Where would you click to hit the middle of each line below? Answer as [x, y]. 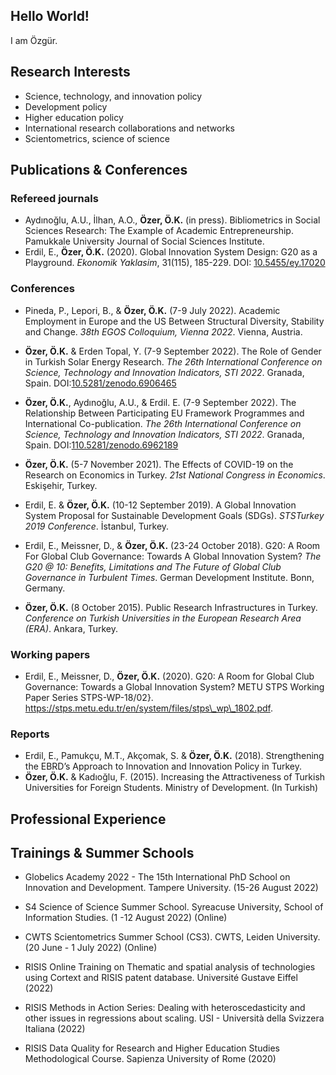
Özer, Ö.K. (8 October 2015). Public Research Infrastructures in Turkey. [171, 607]
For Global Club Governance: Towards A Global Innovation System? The [173, 556]
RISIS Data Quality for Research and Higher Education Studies [152, 1048]
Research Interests [70, 72]
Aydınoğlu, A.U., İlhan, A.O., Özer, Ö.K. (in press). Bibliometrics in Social [172, 220]
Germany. [45, 588]
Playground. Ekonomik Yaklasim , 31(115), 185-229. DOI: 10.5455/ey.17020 [175, 263]
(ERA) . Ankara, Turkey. [71, 628]
